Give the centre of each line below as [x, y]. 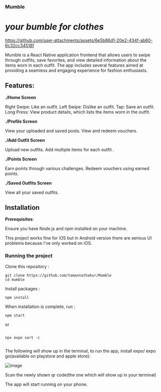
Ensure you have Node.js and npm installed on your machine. [66, 229]
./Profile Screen [21, 121]
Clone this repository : [27, 266]
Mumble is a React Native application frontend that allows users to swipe [78, 55]
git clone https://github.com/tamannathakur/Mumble [58, 275]
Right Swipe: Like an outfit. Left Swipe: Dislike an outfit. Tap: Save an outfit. [80, 107]
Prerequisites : [19, 219]
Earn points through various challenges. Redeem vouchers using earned [77, 168]
